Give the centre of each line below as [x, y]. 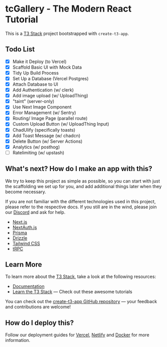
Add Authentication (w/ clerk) [43, 90]
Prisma [20, 233]
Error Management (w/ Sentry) [44, 113]
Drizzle [20, 238]
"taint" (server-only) [33, 101]
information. [18, 340]
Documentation [28, 286]
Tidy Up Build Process [35, 73]
